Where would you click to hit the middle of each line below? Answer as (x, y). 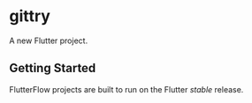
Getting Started (53, 68)
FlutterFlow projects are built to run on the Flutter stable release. (126, 89)
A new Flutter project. (49, 40)
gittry (30, 16)
